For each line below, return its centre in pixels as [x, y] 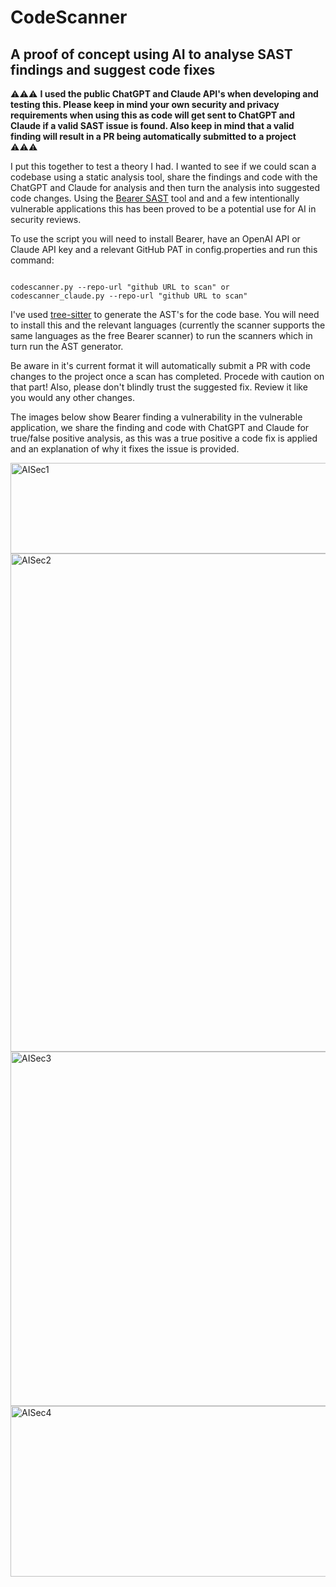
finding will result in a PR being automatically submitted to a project [153, 136]
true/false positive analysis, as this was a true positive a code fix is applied [164, 438]
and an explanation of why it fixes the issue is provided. [125, 449]
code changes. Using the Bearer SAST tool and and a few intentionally [155, 198]
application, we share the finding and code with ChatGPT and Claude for [160, 427]
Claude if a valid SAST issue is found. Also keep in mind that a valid [152, 125]
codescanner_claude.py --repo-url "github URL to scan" [129, 296]
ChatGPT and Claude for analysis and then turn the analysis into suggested [165, 187]
